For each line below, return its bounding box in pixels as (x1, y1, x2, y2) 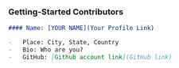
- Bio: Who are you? (8, 46, 84, 54)
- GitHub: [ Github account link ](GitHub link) (8, 53, 173, 61)
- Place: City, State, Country (8, 39, 119, 47)
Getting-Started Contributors (8, 6, 124, 17)
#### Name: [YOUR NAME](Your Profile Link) (8, 25, 155, 32)
